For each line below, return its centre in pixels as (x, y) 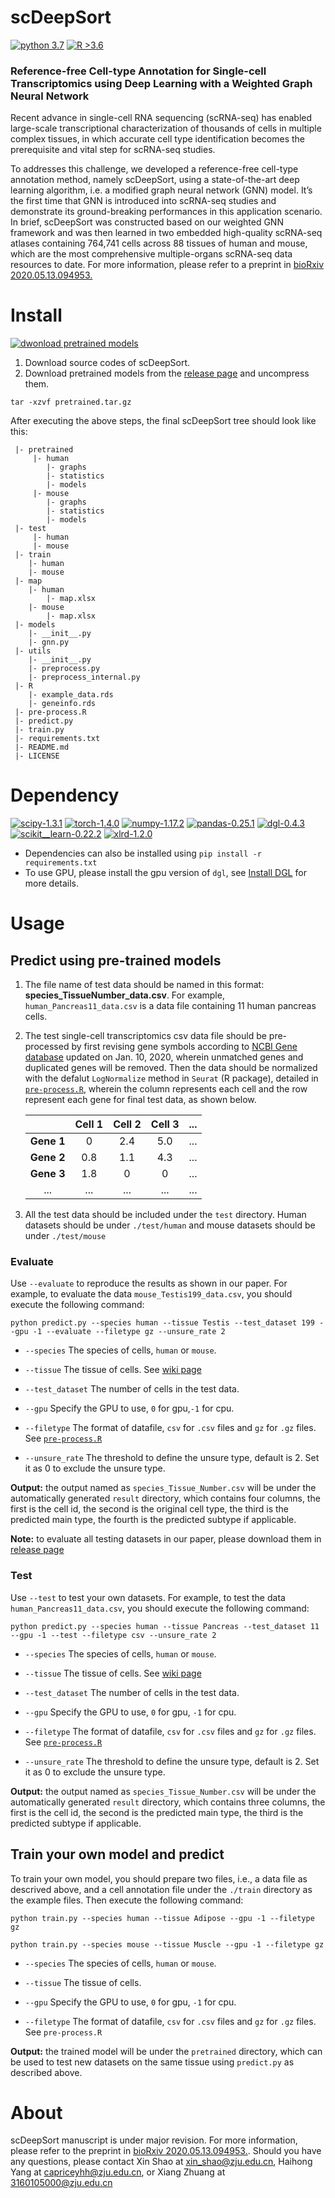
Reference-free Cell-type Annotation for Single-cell (138, 71)
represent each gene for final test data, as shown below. (140, 1100)
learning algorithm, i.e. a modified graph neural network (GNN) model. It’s (161, 190)
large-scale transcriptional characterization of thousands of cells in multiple (166, 128)
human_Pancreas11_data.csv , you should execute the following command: (160, 1608)
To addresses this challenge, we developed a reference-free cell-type (154, 169)
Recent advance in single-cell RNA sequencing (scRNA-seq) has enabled (161, 118)
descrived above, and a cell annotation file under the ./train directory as (161, 1889)
